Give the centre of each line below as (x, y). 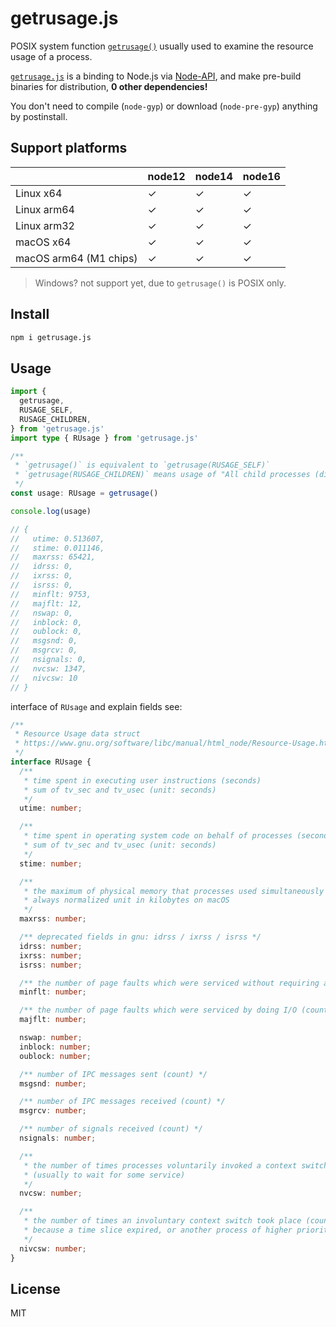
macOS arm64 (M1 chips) (76, 258)
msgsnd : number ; (53, 1083)
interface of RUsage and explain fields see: (96, 706)
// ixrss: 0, (42, 576)
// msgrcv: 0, (44, 650)
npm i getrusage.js (51, 337)
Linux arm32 (45, 225)
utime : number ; (51, 808)
